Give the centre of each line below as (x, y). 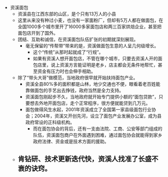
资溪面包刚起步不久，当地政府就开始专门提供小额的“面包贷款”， (92, 97)
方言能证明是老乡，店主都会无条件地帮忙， (113, 65)
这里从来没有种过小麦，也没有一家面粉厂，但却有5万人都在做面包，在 (90, 20)
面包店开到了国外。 (38, 33)
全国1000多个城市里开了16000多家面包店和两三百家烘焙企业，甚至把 (90, 27)
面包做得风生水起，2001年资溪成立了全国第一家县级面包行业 (88, 109)
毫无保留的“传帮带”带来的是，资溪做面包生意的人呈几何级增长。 (92, 46)
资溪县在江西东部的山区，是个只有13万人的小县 (67, 14)
